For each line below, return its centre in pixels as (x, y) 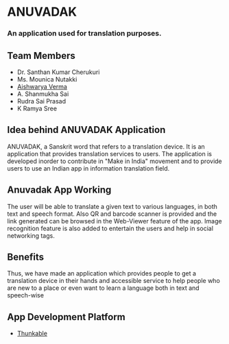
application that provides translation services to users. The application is (110, 153)
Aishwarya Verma (42, 86)
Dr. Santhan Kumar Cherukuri (58, 72)
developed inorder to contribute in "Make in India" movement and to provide (115, 161)
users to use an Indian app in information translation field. (88, 168)
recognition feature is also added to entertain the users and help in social (110, 228)
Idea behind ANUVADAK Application (86, 130)
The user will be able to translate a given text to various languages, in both (112, 206)
